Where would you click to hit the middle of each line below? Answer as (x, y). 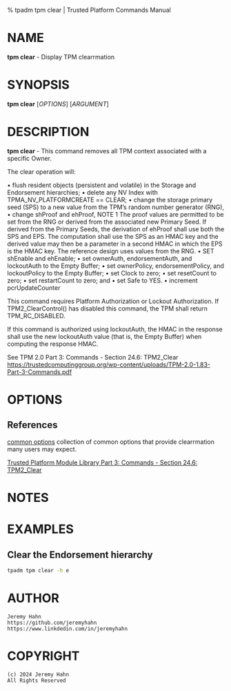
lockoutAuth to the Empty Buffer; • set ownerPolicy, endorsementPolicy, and (115, 266)
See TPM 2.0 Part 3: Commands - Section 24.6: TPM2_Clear (93, 357)
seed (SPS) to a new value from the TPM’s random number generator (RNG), (116, 207)
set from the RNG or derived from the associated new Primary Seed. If (107, 222)
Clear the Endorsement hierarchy (80, 555)
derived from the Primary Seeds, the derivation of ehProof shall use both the (116, 229)
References (32, 425)
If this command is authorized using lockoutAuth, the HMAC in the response (115, 329)
